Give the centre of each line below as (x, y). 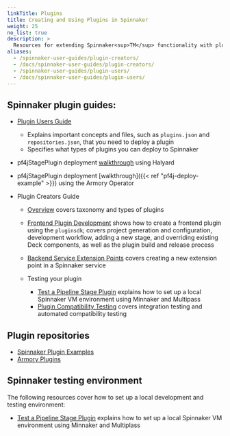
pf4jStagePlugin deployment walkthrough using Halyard (95, 162)
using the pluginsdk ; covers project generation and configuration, (119, 230)
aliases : (20, 52)
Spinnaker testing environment (75, 381)
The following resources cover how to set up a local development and (105, 397)
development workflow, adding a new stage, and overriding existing (123, 238)
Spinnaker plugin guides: (62, 105)
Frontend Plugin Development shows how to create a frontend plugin (124, 223)
